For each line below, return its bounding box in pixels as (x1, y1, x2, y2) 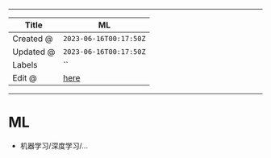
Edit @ (12, 73, 38, 83)
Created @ (12, 33, 53, 44)
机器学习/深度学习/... (19, 140, 89, 150)
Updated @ (12, 46, 56, 57)
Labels (12, 60, 38, 70)
